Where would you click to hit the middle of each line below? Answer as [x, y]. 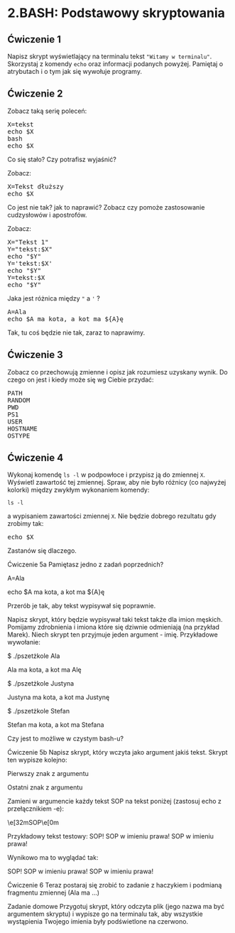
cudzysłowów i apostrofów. [47, 215]
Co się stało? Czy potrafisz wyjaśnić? [62, 159]
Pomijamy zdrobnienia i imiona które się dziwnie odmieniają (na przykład [114, 627]
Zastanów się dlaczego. [42, 551]
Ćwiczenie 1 [34, 39]
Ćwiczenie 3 [35, 355]
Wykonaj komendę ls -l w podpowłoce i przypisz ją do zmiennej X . [106, 475]
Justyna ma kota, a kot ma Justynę [59, 697]
